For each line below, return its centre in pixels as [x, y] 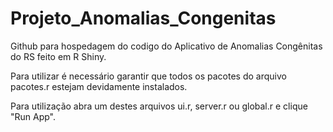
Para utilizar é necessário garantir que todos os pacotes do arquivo [148, 76]
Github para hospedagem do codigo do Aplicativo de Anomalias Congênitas [166, 46]
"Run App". [33, 116]
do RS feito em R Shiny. [58, 56]
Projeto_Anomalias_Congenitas [143, 18]
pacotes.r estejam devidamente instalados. [99, 86]
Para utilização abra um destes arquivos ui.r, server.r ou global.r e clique [159, 106]
